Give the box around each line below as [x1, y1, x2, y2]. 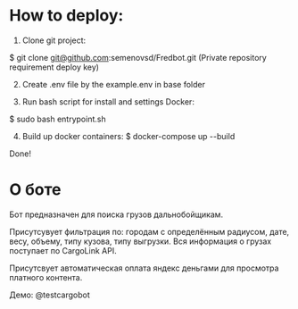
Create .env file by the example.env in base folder [21, 79, 205, 89]
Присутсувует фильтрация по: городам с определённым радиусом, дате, [9, 226, 290, 237]
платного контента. [9, 271, 83, 282]
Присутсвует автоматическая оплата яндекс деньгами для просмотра [9, 263, 279, 273]
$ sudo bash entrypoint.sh [9, 113, 106, 124]
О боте [9, 180, 62, 200]
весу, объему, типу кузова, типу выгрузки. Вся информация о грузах [9, 236, 272, 246]
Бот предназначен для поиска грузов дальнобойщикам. [9, 209, 224, 220]
